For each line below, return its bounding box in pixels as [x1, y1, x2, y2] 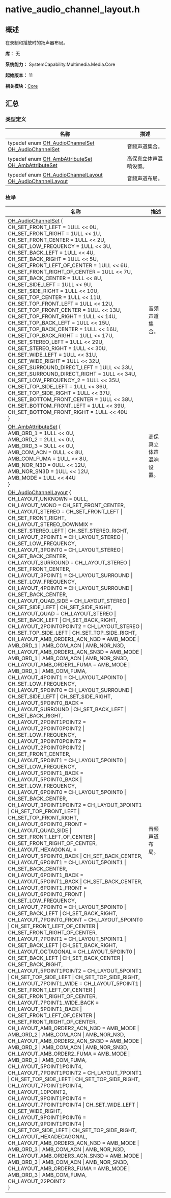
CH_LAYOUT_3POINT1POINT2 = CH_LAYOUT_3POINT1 [8, 801, 142, 808]
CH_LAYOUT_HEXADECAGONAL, [8, 1133, 88, 1140]
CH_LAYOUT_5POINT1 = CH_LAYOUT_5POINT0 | [8, 757, 126, 764]
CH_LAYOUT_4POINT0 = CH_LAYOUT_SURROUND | [8, 584, 133, 591]
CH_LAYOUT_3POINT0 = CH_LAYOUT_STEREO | [8, 546, 124, 553]
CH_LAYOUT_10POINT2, [8, 1088, 68, 1095]
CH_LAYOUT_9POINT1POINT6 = [8, 1114, 87, 1121]
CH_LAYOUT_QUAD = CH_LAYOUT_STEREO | [8, 610, 116, 617]
